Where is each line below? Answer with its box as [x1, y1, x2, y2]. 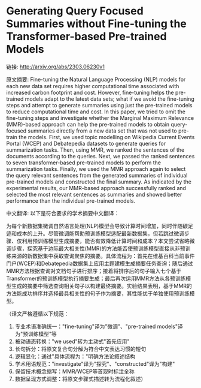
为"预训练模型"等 [14, 330, 57, 337]
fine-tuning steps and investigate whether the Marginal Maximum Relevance [6, 114, 194, 121]
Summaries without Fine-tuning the [6, 17, 187, 31]
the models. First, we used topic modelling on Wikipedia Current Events [19, 133, 195, 140]
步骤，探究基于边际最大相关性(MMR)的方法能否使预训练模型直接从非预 [11, 245, 185, 252]
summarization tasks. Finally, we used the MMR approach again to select [6, 165, 186, 172]
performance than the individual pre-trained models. [6, 197, 136, 204]
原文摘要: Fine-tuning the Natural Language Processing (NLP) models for [6, 76, 186, 83]
